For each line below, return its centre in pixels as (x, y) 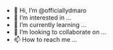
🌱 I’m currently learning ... (50, 25)
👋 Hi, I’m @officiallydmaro (50, 10)
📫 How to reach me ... (45, 40)
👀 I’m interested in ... (42, 18)
